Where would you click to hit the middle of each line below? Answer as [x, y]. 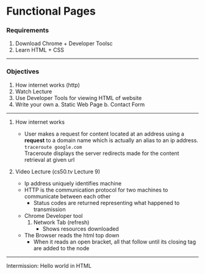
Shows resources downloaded [81, 229]
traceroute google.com [53, 147]
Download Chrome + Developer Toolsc [64, 43]
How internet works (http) [48, 85]
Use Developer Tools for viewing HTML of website [78, 98]
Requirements [28, 31]
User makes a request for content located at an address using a [104, 134]
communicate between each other [67, 196]
